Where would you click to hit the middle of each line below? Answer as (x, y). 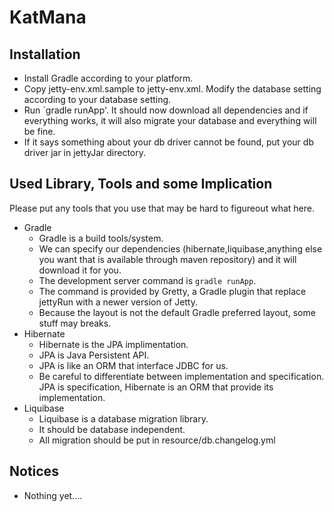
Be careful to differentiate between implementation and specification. (181, 376)
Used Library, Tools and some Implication (141, 184)
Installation (45, 54)
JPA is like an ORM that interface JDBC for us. (133, 365)
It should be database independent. (112, 429)
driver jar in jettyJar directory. (85, 152)
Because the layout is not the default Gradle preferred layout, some (177, 312)
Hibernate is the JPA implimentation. (113, 344)
